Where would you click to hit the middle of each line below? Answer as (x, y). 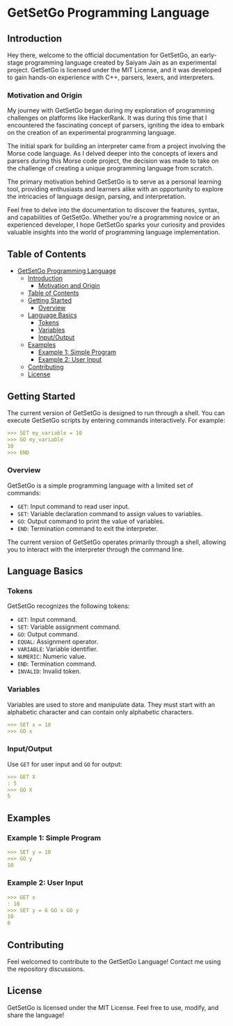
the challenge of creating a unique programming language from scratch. (111, 168)
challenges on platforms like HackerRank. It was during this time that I (107, 118)
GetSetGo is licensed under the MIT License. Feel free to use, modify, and (113, 1007)
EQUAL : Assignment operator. (58, 642)
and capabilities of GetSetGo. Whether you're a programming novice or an (114, 218)
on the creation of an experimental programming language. (91, 133)
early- (208, 55)
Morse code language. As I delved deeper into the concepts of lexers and (112, 154)
